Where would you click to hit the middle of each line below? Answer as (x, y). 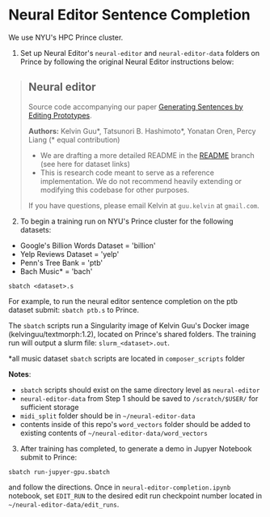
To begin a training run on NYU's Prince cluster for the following (127, 221)
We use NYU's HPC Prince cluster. (66, 37)
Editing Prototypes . (60, 115)
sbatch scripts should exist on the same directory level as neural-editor (140, 390)
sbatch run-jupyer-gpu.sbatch (59, 472)
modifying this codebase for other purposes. (115, 190)
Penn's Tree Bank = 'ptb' (61, 263)
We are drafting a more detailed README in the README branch (147, 155)
